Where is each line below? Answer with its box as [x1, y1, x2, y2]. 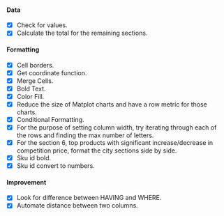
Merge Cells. [16, 77, 54, 85]
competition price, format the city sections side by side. [16, 146, 177, 155]
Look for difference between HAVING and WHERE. [16, 194, 162, 202]
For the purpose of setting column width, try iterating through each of [16, 123, 217, 132]
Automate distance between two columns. [16, 201, 139, 210]
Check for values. [16, 21, 68, 29]
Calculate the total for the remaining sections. [16, 29, 148, 38]
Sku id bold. [16, 154, 52, 162]
